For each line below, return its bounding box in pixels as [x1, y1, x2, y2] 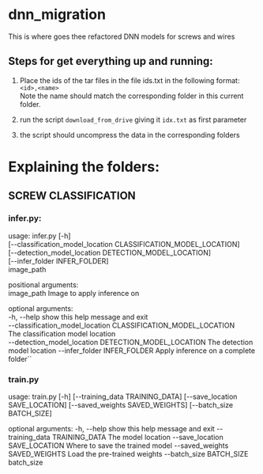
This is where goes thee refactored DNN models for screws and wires [8, 32, 235, 41]
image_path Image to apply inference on [8, 288, 140, 298]
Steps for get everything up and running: [8, 55, 213, 68]
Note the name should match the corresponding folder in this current [19, 91, 244, 100]
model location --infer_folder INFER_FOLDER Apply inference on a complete [8, 346, 255, 355]
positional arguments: [8, 279, 79, 290]
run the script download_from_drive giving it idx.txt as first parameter [19, 115, 247, 124]
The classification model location [8, 328, 116, 338]
